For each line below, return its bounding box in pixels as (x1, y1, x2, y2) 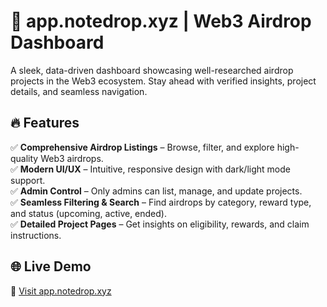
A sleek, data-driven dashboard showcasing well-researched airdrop (10, 64, 294, 76)
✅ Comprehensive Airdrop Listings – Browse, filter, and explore (10, 141, 275, 153)
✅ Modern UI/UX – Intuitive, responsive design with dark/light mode (10, 163, 291, 175)
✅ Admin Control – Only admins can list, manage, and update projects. (10, 185, 303, 197)
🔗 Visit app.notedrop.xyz (10, 285, 112, 297)
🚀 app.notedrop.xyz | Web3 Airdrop (10, 10, 312, 33)
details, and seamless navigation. (10, 85, 148, 97)
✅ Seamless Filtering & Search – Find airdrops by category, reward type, (10, 196, 312, 208)
